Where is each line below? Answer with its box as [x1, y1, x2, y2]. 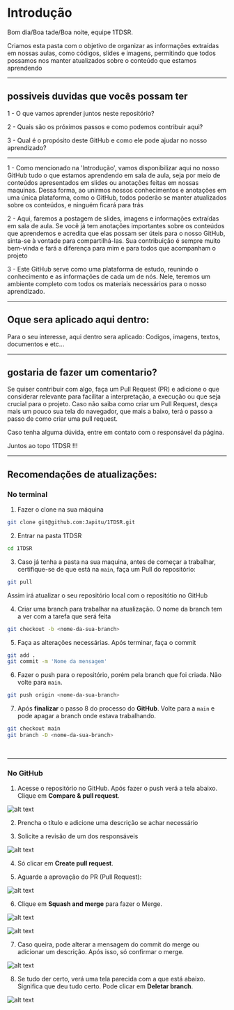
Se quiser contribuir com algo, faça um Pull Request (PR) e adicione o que [7, 385, 219, 394]
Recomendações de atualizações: [7, 468, 157, 480]
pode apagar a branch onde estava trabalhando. [17, 712, 157, 720]
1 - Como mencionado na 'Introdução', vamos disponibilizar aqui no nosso [7, 163, 219, 172]
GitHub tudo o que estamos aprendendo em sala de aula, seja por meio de [7, 171, 221, 179]
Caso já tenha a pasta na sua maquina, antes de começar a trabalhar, [17, 557, 216, 566]
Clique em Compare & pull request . [17, 792, 120, 800]
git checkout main [7, 725, 61, 732]
